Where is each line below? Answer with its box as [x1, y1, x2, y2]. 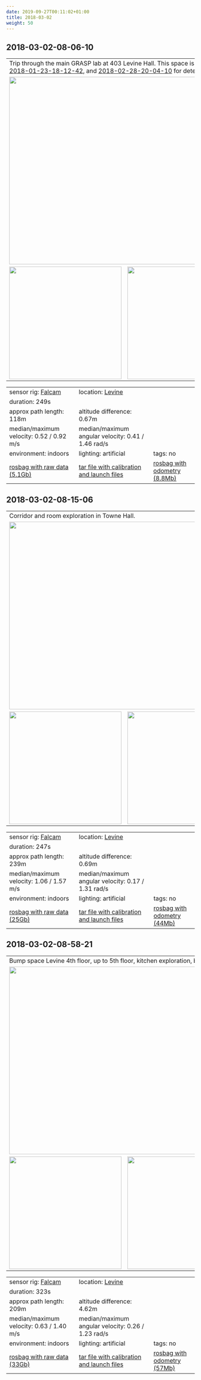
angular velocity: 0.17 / [78, 877, 145, 885]
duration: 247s [9, 843, 51, 851]
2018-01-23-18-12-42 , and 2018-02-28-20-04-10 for [9, 67, 182, 75]
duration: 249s [9, 397, 51, 406]
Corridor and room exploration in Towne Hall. [9, 511, 136, 520]
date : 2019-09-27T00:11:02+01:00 [6, 8, 90, 15]
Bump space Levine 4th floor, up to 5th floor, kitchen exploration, [9, 956, 193, 965]
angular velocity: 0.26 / [78, 1322, 145, 1330]
